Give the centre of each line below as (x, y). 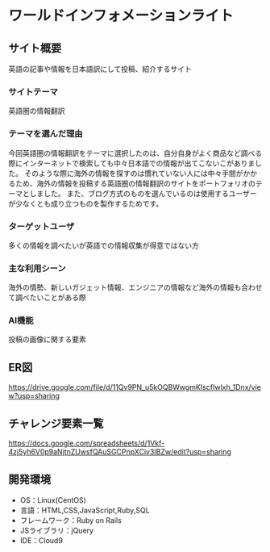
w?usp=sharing (34, 396)
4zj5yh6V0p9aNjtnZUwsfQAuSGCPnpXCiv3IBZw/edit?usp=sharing (120, 452)
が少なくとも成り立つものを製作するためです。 (86, 203)
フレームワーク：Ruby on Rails (71, 520)
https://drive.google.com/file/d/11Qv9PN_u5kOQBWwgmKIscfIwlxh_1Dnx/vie (135, 387)
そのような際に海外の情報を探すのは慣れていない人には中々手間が (133, 173)
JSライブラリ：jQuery (57, 530)
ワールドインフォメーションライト (121, 16)
